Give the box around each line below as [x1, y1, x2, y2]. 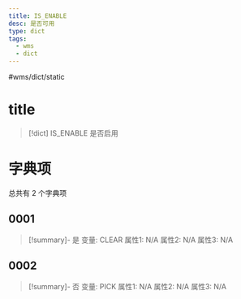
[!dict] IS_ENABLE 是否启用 [28, 128, 119, 138]
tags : [8, 34, 27, 43]
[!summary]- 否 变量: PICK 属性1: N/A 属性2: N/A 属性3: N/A [28, 281, 227, 291]
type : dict [8, 27, 45, 35]
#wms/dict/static [8, 72, 65, 81]
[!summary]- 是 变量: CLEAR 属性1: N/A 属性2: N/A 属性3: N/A [28, 235, 234, 245]
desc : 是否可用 [8, 19, 55, 28]
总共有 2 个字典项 [8, 188, 67, 197]
